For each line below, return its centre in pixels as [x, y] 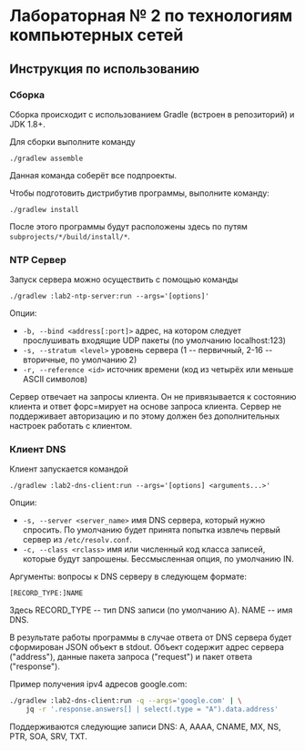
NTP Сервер [38, 259]
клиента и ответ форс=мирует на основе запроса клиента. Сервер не [146, 407]
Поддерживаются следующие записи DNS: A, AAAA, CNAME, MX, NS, [145, 727]
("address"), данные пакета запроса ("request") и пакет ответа [131, 657]
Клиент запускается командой [69, 469]
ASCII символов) [55, 380]
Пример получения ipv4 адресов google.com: [98, 685]
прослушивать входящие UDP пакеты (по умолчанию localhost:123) [154, 340]
